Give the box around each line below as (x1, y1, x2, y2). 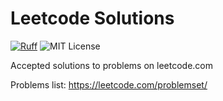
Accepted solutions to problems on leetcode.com (10, 59, 213, 71)
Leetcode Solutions (10, 7, 175, 30)
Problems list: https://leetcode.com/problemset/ (10, 78, 208, 91)
